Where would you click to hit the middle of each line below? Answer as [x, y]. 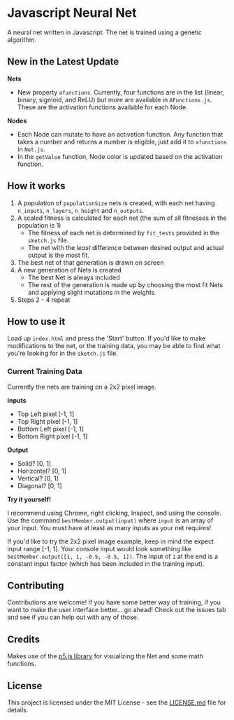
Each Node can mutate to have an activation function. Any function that [120, 134]
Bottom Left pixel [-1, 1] [51, 429]
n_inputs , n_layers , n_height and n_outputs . [81, 210]
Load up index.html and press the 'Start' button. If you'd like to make [107, 338]
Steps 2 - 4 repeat [44, 300]
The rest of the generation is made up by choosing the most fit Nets [125, 284]
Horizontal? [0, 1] [42, 471]
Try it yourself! [29, 499]
